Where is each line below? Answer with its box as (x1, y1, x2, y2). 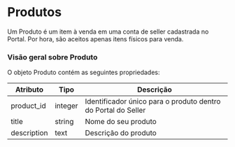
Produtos (7, 4, 62, 20)
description (10, 128, 48, 138)
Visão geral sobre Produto (7, 52, 98, 62)
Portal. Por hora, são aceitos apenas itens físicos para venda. (7, 34, 184, 43)
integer (55, 101, 78, 111)
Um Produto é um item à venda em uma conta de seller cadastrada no (7, 27, 209, 36)
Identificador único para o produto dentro (85, 97, 221, 106)
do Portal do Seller (85, 106, 146, 115)
